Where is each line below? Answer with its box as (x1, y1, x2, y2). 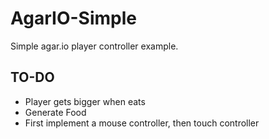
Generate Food (24, 106, 87, 118)
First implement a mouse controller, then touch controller (24, 117, 260, 129)
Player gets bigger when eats (24, 95, 146, 107)
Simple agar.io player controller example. (10, 40, 179, 52)
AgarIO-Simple (10, 7, 137, 30)
